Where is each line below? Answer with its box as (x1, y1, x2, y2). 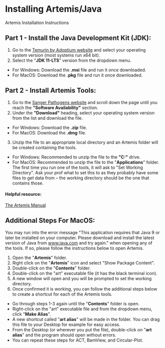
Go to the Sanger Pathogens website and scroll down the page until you (12, 99, 158, 105)
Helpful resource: (5, 191, 42, 197)
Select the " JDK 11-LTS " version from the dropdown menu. (12, 57, 132, 63)
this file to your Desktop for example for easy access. (12, 321, 120, 327)
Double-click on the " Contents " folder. (12, 265, 91, 271)
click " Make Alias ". (12, 311, 51, 317)
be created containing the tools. (12, 144, 77, 150)
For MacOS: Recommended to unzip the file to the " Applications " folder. (12, 159, 160, 165)
